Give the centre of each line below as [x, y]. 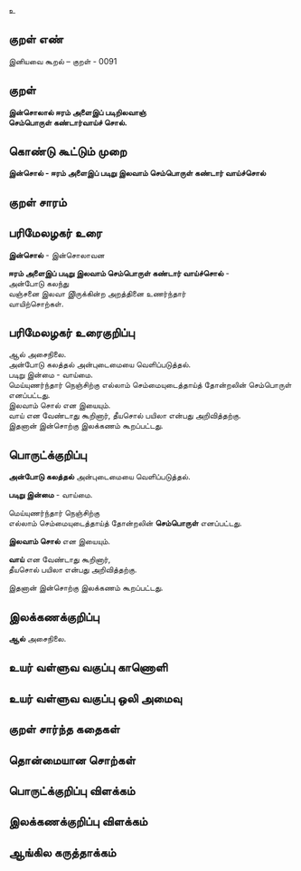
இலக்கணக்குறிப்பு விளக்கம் [78, 822]
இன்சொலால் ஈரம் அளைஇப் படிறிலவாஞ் [77, 112]
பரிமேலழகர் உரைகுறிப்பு [71, 333]
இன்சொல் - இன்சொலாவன [56, 255]
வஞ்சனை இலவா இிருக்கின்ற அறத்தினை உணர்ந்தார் [97, 293]
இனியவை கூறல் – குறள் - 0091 [63, 61]
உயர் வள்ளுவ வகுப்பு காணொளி [88, 668]
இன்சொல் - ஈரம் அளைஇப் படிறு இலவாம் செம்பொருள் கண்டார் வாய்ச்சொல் [137, 173]
